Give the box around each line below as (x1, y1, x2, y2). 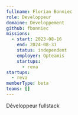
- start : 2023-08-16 (11, 36, 62, 42)
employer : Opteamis (17, 53, 65, 59)
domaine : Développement (6, 20, 65, 25)
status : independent (17, 47, 67, 53)
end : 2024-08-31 (17, 42, 57, 48)
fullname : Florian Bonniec (6, 8, 73, 15)
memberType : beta (6, 81, 49, 87)
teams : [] (6, 86, 31, 92)
